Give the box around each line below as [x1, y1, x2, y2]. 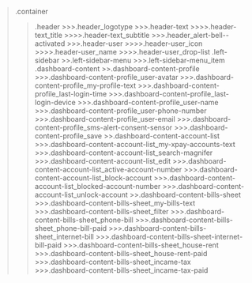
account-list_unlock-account [34, 190, 128, 199]
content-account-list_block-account [34, 173, 152, 183]
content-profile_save [34, 131, 103, 141]
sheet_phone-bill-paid [34, 224, 107, 232]
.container [14, 7, 49, 16]
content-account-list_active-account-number [34, 165, 182, 174]
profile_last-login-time [34, 89, 107, 98]
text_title [34, 31, 62, 40]
